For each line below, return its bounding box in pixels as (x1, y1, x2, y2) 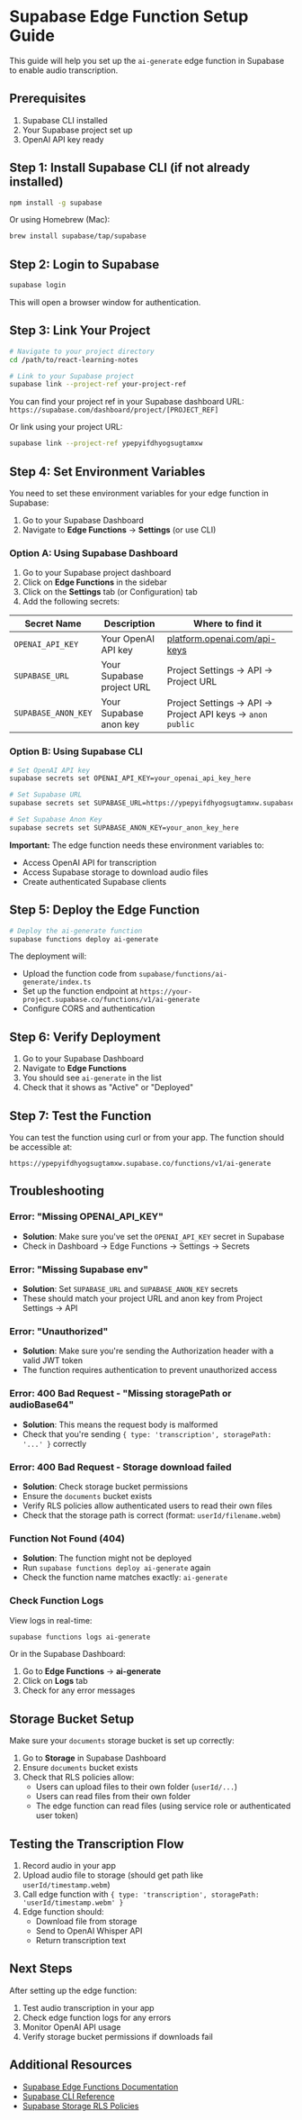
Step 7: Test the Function (9, 1108, 152, 1124)
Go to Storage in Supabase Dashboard (22, 1752, 166, 1763)
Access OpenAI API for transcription (22, 857, 157, 868)
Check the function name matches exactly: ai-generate (22, 1572, 228, 1583)
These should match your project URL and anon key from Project (22, 1293, 263, 1304)
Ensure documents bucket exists (22, 1762, 138, 1773)
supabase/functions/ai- (138, 970, 227, 979)
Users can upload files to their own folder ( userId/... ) (35, 1781, 238, 1792)
